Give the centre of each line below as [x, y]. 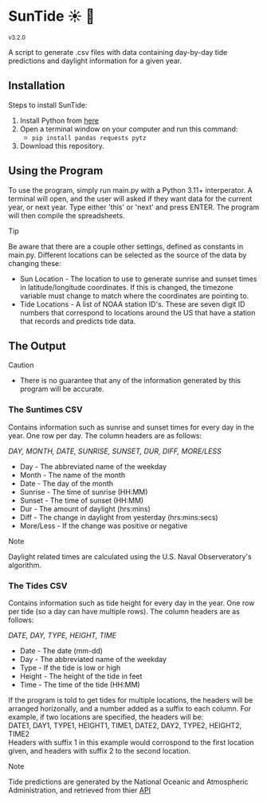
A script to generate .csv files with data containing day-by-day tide [118, 52]
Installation [37, 86]
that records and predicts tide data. [78, 321]
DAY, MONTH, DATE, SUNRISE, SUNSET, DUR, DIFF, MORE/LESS [115, 451]
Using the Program [56, 171]
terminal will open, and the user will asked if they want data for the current [130, 198]
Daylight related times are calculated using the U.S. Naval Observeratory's [130, 556]
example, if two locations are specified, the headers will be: [106, 717]
